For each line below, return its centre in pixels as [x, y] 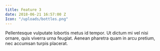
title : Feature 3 [23, 10]
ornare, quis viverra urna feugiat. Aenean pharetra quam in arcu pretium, [80, 38]
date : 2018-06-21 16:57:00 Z [36, 14]
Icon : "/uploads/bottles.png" [37, 19]
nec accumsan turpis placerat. [37, 44]
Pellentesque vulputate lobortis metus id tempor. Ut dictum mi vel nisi [77, 33]
